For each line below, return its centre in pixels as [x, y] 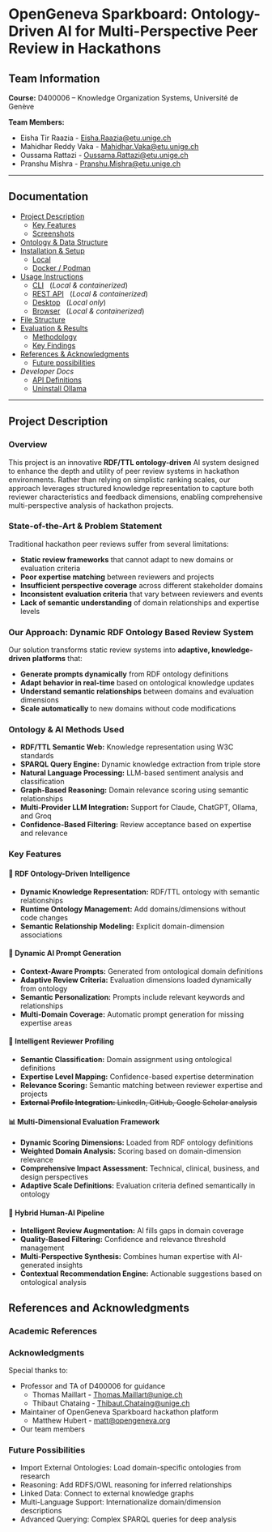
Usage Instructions [51, 276]
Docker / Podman [62, 267]
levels [30, 611]
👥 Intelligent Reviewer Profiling [62, 1041]
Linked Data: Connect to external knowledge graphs [107, 1494]
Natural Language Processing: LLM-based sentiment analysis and [132, 773]
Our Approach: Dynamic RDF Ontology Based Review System [131, 632]
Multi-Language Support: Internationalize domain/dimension [121, 1502]
